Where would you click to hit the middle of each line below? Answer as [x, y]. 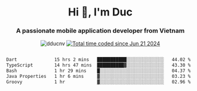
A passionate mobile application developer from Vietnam [100, 31]
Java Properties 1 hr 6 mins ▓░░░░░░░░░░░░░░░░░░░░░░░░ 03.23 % [98, 77]
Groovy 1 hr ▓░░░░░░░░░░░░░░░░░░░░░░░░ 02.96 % [98, 82]
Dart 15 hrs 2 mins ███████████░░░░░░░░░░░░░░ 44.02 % [98, 60]
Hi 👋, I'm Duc [100, 12]
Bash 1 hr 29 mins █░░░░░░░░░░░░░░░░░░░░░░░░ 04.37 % [98, 71]
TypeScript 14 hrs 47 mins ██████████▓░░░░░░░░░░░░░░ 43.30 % [98, 65]
